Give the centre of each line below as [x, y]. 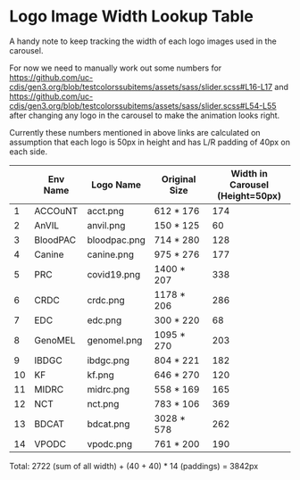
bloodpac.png [116, 240]
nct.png [103, 403]
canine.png [111, 254]
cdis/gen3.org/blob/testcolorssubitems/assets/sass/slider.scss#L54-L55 [143, 105]
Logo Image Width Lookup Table [132, 17]
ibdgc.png [108, 360]
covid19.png [114, 274]
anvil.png [106, 225]
